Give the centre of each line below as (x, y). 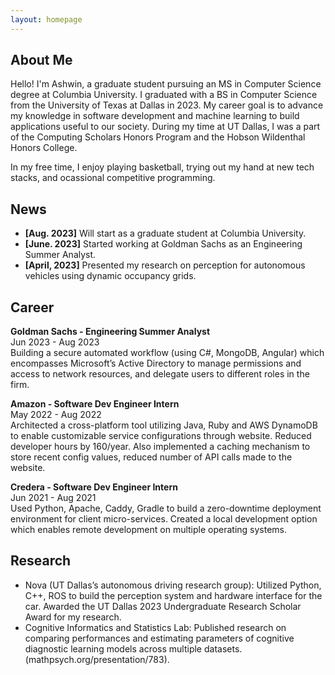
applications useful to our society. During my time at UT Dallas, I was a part (165, 127)
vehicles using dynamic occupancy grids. (110, 276)
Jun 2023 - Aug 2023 (55, 342)
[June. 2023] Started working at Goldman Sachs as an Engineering (163, 244)
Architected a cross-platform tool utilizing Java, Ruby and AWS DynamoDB (164, 425)
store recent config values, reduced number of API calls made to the (151, 457)
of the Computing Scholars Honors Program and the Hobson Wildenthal (158, 137)
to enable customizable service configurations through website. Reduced (161, 436)
